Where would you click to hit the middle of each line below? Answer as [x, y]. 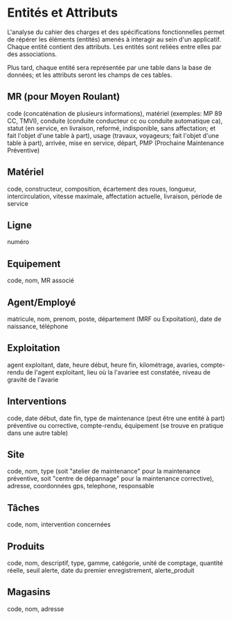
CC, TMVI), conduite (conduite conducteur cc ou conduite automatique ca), [115, 121]
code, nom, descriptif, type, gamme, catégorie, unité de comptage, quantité [115, 563]
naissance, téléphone [38, 326]
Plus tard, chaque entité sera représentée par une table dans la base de [109, 67]
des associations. [32, 54]
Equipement [34, 264]
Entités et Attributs [63, 13]
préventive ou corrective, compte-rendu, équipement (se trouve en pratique [115, 425]
